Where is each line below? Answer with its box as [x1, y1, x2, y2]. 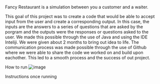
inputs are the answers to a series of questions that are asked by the [5, 24, 143, 30]
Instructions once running [5, 74, 57, 79]
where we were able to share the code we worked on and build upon [5, 50, 143, 55]
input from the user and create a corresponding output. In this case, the [5, 19, 150, 24]
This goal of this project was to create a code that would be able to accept [5, 14, 155, 19]
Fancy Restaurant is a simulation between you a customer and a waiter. [5, 4, 148, 10]
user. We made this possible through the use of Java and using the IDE [5, 34, 148, 40]
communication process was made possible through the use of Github [5, 45, 147, 50]
